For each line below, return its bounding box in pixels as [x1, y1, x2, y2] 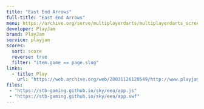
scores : [6, 43, 26, 49]
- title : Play [12, 71, 47, 77]
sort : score [12, 48, 42, 54]
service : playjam [6, 37, 50, 43]
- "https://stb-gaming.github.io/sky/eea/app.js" [8, 88, 137, 94]
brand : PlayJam [6, 31, 45, 38]
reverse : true [12, 54, 47, 60]
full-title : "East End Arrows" [6, 15, 86, 21]
